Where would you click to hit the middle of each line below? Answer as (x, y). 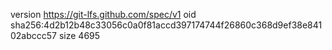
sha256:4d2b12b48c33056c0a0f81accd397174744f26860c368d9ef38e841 (166, 25)
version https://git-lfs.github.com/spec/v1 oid (103, 14)
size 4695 (79, 35)
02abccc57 (34, 35)
